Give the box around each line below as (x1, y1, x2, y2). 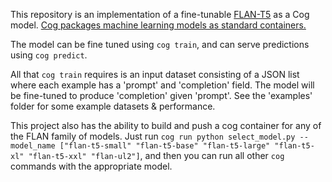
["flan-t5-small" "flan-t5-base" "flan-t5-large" (59, 141, 271, 151)
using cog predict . (10, 49, 88, 61)
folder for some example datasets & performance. (10, 100, 216, 112)
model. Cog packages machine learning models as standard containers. (10, 19, 307, 31)
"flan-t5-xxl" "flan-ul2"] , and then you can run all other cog (28, 150, 285, 161)
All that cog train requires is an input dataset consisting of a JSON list (10, 69, 300, 80)
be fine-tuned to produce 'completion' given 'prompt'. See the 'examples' (10, 90, 313, 101)
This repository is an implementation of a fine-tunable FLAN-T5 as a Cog (10, 9, 310, 20)
